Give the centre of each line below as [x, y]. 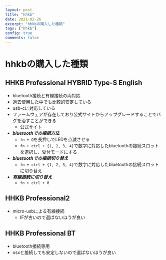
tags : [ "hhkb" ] [21, 29]
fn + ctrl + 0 [34, 183]
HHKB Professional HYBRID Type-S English [74, 83]
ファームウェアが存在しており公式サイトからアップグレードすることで [84, 114]
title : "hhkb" [20, 15]
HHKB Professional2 [37, 198]
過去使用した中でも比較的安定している [52, 102]
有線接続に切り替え [32, 177]
